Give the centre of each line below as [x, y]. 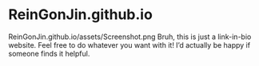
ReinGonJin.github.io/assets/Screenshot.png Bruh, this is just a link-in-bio [130, 37]
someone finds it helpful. [49, 53]
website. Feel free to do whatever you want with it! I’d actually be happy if [129, 45]
